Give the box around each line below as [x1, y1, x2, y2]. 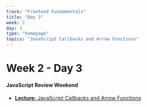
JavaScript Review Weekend [6, 81, 78, 89]
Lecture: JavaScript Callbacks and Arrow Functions [14, 95, 141, 102]
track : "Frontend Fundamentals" [6, 8, 86, 15]
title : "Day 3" [6, 14, 44, 20]
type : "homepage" [6, 31, 49, 37]
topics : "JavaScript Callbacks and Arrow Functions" [6, 36, 139, 42]
